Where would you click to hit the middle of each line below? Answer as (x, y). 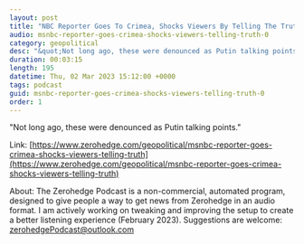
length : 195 (32, 69)
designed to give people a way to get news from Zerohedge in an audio (142, 201)
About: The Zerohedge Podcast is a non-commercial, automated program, (147, 192)
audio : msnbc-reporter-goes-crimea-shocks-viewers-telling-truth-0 (139, 34)
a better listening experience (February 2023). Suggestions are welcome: (146, 220)
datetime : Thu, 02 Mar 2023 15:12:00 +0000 (93, 77)
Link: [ (21, 145)
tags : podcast (36, 85)
